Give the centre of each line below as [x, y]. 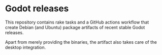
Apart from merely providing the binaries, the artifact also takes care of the [81, 42]
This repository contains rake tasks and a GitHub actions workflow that [77, 22]
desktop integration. [25, 47]
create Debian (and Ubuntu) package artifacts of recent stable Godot [75, 27]
